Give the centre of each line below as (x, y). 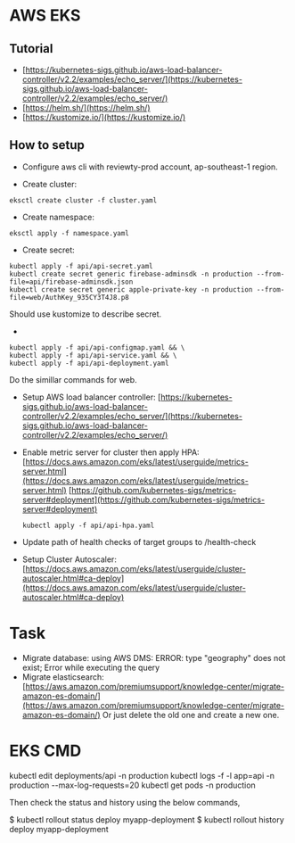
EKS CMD (45, 751)
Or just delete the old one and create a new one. (191, 715)
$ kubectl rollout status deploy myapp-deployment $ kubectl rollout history (147, 819)
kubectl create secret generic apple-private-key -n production (131, 289)
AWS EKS (45, 16)
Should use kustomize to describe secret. (86, 314)
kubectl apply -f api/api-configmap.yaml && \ (97, 347)
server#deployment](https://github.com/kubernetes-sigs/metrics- (143, 500)
